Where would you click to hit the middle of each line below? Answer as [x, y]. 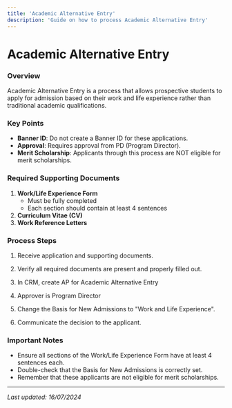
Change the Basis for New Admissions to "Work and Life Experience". [116, 309]
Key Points [26, 123]
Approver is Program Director [59, 295]
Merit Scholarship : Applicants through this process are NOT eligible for [119, 153]
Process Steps [32, 240]
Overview [24, 75]
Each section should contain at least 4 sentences [97, 208]
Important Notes [35, 340]
